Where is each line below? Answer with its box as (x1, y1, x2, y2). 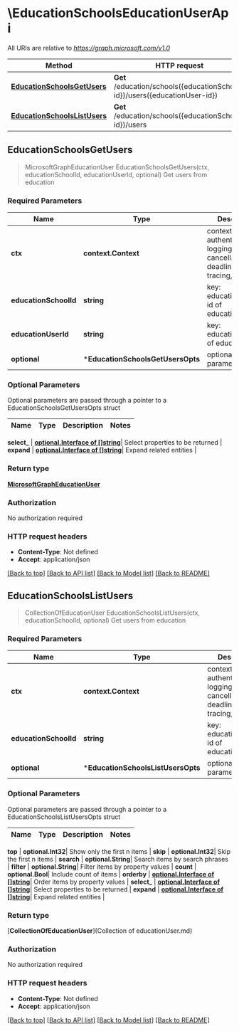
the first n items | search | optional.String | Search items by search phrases (7, 855, 229, 863)
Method (45, 60, 73, 70)
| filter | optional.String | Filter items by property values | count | (7, 862, 197, 871)
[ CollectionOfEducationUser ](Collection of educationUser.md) (7, 926, 193, 935)
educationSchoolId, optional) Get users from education (24, 616, 186, 625)
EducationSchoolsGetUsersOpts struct (7, 403, 121, 412)
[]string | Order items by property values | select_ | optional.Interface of (7, 877, 221, 886)
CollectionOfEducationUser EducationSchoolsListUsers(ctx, (24, 608, 201, 617)
